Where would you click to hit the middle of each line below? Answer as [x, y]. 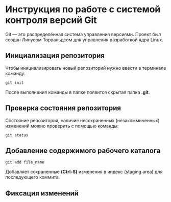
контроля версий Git [51, 20]
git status [17, 135]
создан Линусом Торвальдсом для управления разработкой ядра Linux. [84, 40]
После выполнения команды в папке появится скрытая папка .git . [78, 92]
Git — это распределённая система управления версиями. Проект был [83, 34]
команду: [15, 73]
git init [15, 82]
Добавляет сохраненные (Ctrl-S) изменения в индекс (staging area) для [84, 172]
